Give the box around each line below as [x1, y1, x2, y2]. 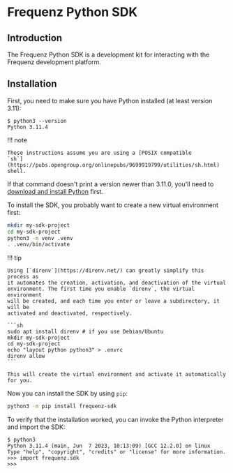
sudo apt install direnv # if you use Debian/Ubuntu [7, 329, 164, 336]
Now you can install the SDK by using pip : [7, 389, 128, 398]
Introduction [7, 32, 63, 44]
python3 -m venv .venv [7, 234, 73, 241]
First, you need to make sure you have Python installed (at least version [7, 96, 213, 105]
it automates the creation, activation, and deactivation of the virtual [7, 280, 227, 287]
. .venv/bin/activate [7, 241, 70, 248]
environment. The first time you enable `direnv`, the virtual [7, 285, 195, 293]
